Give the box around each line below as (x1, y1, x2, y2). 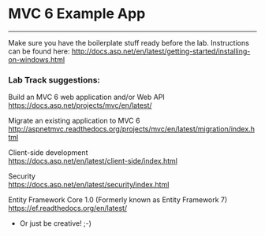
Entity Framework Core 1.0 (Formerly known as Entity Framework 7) (8, 195, 228, 205)
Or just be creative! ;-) (19, 219, 92, 228)
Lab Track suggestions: (8, 74, 101, 85)
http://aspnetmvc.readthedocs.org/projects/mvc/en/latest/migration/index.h (8, 124, 255, 134)
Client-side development (8, 148, 88, 157)
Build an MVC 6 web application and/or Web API (8, 92, 166, 102)
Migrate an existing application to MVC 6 (8, 116, 140, 126)
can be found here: (8, 46, 70, 56)
